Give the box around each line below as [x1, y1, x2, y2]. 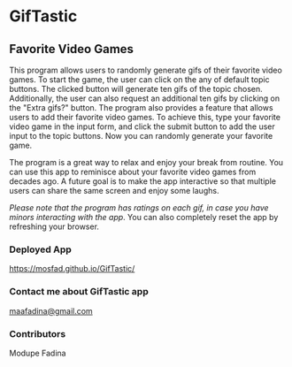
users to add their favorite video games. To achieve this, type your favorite [9, 112, 281, 122]
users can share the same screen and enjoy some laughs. [9, 186, 219, 195]
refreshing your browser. [9, 221, 100, 232]
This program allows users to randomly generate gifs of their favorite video [9, 65, 283, 75]
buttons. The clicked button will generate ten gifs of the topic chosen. [9, 84, 263, 94]
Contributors [9, 327, 66, 340]
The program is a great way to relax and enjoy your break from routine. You [9, 157, 284, 167]
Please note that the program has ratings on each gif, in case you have [9, 203, 269, 213]
